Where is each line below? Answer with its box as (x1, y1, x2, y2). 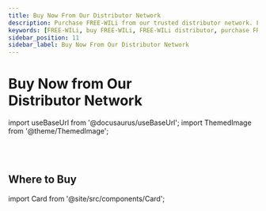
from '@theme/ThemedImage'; (8, 126, 109, 136)
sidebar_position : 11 (8, 33, 80, 42)
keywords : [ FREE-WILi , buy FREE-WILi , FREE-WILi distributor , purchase (8, 26, 249, 34)
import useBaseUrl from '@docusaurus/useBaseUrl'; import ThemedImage (8, 118, 252, 127)
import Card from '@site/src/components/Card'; (8, 194, 165, 203)
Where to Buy (8, 173, 77, 187)
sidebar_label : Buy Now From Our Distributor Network (8, 41, 190, 49)
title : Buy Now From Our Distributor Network (8, 11, 161, 20)
